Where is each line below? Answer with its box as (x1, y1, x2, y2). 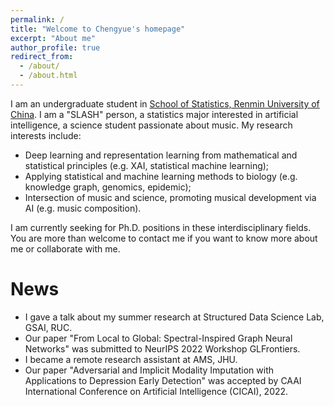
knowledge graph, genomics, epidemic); (24, 181, 192, 193)
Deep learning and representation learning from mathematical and (24, 149, 298, 161)
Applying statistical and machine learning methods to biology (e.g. (24, 170, 298, 182)
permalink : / (10, 14, 65, 25)
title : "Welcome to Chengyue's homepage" (10, 24, 186, 34)
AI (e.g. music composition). (24, 202, 142, 214)
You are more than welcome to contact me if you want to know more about (10, 232, 318, 244)
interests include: (10, 129, 82, 141)
